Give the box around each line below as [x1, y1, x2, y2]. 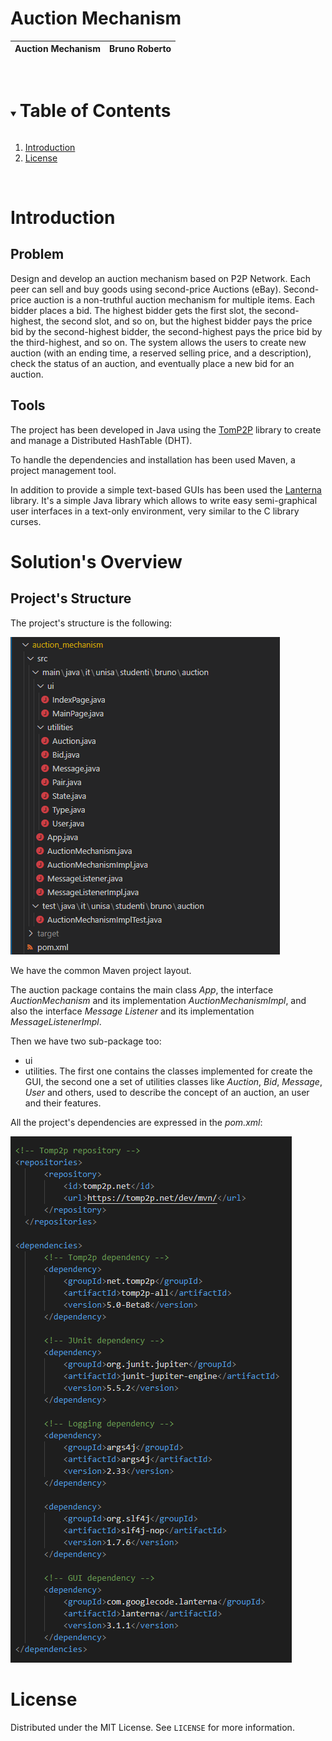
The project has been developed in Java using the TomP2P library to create [10, 423, 322, 436]
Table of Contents [19, 100, 172, 122]
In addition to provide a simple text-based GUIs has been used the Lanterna [10, 483, 322, 496]
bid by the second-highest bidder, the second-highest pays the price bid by [10, 325, 323, 337]
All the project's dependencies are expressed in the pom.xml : [10, 1116, 263, 1128]
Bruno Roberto [108, 43, 172, 55]
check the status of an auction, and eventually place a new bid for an [10, 357, 295, 369]
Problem [10, 246, 65, 263]
